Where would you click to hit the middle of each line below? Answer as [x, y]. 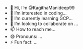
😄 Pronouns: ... [26, 36]
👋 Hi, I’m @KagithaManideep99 [42, 8]
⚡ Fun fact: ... [24, 42]
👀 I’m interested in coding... [38, 13]
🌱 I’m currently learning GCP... [41, 18]
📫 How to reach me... [33, 29]
